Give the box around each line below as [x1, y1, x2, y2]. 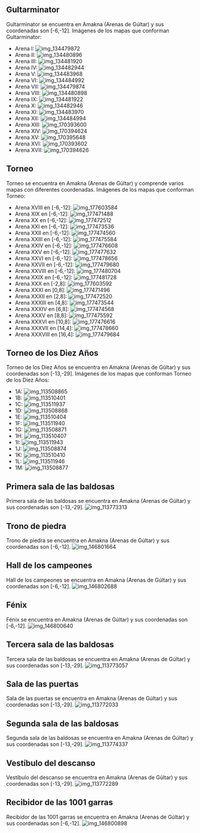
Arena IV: [14, 64, 38, 71]
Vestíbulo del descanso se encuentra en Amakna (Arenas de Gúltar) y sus [6, 773, 188, 781]
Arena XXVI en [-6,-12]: [14, 254, 73, 262]
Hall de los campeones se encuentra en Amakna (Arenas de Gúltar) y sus [6, 576, 187, 583]
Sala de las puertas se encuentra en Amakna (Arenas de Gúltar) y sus [6, 695, 177, 702]
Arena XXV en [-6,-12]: [14, 248, 72, 256]
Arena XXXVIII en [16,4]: [14, 331, 75, 338]
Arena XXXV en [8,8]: [14, 312, 68, 319]
